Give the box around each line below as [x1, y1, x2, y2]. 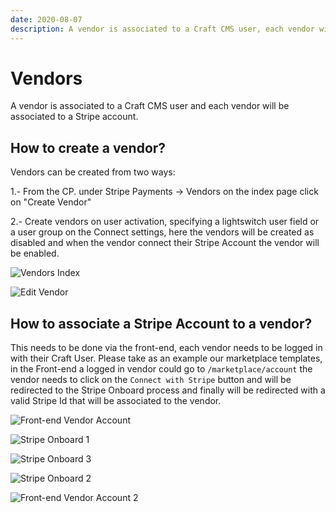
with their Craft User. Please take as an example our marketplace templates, [10, 352, 323, 365]
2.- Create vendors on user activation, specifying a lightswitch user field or [10, 216, 320, 228]
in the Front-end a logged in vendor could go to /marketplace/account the [10, 363, 313, 375]
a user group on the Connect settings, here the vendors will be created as [10, 226, 315, 238]
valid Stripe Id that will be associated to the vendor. [10, 395, 222, 407]
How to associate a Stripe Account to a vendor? [10, 315, 313, 332]
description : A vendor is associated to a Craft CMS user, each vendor [10, 24, 315, 34]
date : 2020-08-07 [10, 14, 83, 25]
